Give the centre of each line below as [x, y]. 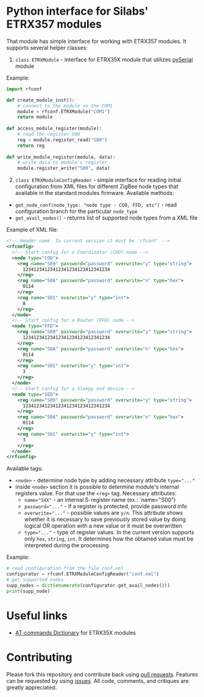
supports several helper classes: [47, 48]
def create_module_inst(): [40, 100]
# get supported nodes [35, 580]
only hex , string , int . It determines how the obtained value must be [109, 539]
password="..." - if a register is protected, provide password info [106, 506]
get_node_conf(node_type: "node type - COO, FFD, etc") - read [96, 205]
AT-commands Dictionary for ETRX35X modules [75, 632]
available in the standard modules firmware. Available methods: [95, 193]
